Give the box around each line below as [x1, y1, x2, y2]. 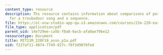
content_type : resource [5, 7, 53, 12]
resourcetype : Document [5, 34, 53, 39]
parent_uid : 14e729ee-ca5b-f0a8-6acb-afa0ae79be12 [5, 29, 110, 34]
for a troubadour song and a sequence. [9, 16, 90, 21]
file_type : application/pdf [5, 25, 62, 30]
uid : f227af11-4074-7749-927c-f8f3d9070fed [5, 43, 95, 47]
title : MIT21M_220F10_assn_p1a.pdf [5, 38, 77, 43]
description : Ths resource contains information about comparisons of [5, 11, 151, 16]
